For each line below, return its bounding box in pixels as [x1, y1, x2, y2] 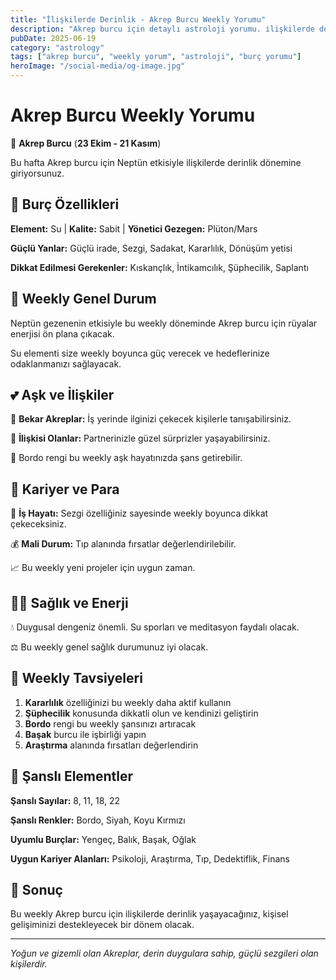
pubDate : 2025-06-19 [10, 33, 97, 43]
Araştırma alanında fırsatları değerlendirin [24, 739, 199, 751]
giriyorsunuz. [10, 167, 65, 179]
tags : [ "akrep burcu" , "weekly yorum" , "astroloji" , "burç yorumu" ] [10, 52, 302, 62]
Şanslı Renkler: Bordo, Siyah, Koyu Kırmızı [10, 814, 186, 826]
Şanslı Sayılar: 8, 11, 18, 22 [10, 794, 121, 806]
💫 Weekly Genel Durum [10, 291, 157, 308]
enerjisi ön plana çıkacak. [10, 327, 115, 340]
